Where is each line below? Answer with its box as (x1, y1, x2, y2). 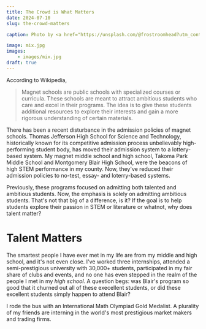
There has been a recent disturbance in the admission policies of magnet (6, 126, 191, 134)
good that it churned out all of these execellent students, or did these (6, 284, 181, 291)
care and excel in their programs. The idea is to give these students (21, 101, 192, 108)
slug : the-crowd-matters (6, 20, 70, 26)
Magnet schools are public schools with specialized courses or (21, 88, 181, 96)
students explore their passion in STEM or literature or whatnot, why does (6, 203, 193, 210)
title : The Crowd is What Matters (6, 9, 95, 15)
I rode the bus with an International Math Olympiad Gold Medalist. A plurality (6, 302, 199, 309)
